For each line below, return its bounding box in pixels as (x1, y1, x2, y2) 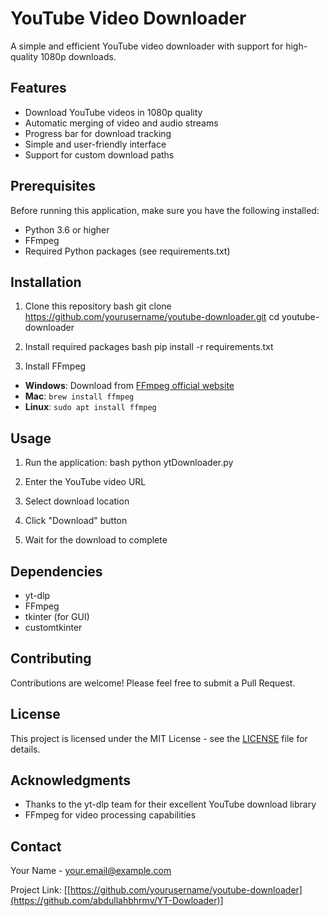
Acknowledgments (10, 772, 132, 789)
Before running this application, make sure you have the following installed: (10, 204, 320, 216)
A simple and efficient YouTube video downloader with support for (10, 40, 284, 52)
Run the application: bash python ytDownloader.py (24, 457, 234, 469)
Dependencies (10, 563, 103, 580)
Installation (10, 273, 82, 291)
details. (10, 743, 41, 755)
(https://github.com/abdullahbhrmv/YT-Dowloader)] (10, 895, 224, 907)
